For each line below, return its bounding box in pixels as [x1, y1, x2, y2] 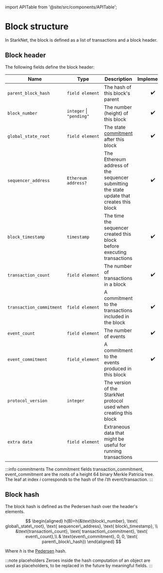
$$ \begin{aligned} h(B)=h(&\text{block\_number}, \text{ [25, 518, 138, 524]
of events [104, 333, 126, 340]
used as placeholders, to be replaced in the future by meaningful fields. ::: [5, 562, 153, 568]
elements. [5, 508, 25, 514]
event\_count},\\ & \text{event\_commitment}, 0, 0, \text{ [25, 533, 138, 539]
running [104, 447, 122, 454]
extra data [7, 439, 33, 444]
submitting [104, 180, 129, 187]
